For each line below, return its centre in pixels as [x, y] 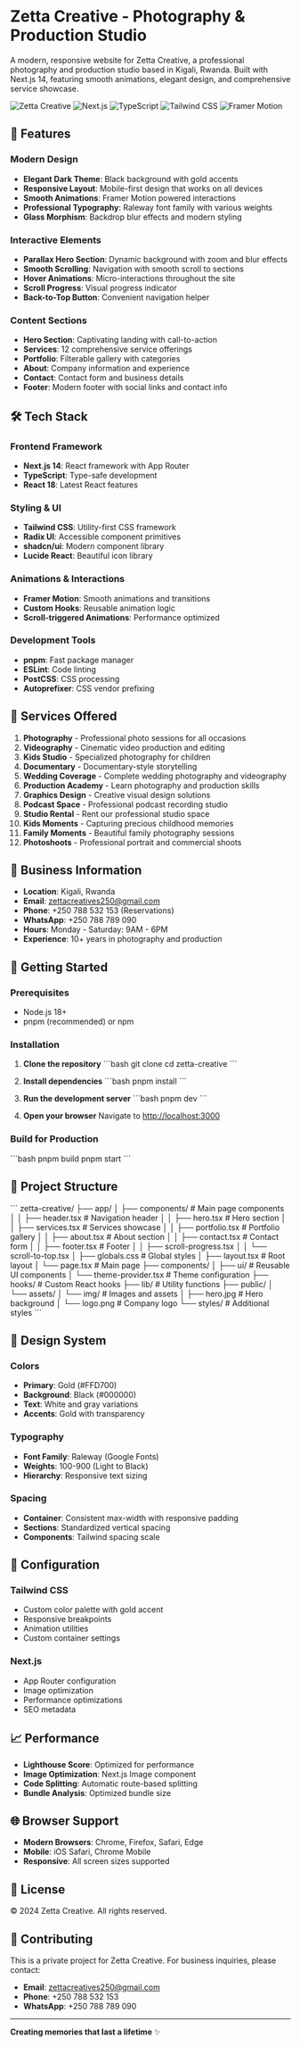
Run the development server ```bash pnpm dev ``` [115, 1099]
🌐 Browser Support [65, 1821]
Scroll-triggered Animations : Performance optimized [122, 617]
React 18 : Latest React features [81, 485]
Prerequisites [40, 993]
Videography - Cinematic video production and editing [124, 747]
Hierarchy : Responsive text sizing [85, 1476]
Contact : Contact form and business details [103, 378]
